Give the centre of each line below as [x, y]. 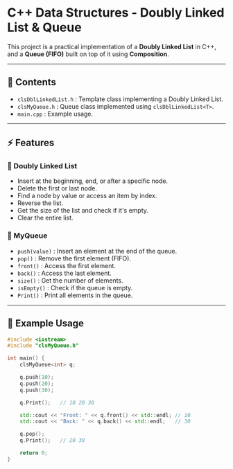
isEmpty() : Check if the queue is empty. [75, 287]
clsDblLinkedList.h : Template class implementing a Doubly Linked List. [120, 99]
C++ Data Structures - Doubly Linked [116, 13]
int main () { [26, 358]
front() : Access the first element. [67, 265]
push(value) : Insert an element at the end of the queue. [97, 251]
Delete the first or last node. [57, 188]
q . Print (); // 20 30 [52, 441]
